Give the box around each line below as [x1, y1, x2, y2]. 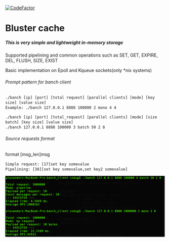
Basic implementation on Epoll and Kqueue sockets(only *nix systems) [5, 67, 152, 73]
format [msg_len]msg [5, 151, 50, 157]
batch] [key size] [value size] [5, 120, 73, 125]
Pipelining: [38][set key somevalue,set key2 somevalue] [5, 167, 128, 172]
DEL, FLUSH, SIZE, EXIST [5, 58, 58, 64]
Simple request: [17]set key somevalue [5, 162, 90, 167]
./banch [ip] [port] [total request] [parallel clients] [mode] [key [5, 95, 155, 101]
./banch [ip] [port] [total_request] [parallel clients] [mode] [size [5, 115, 157, 120]
